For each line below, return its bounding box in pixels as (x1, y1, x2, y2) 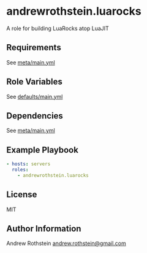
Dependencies (6, 111, 63, 121)
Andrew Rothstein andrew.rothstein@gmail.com (6, 239, 127, 247)
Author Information (6, 224, 81, 234)
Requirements (6, 42, 61, 53)
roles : (12, 167, 29, 173)
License (6, 189, 37, 200)
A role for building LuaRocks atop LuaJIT (6, 25, 109, 32)
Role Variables (6, 77, 62, 87)
